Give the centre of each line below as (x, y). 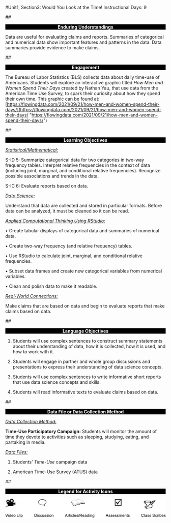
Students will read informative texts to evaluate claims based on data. (85, 392)
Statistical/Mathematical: (32, 150)
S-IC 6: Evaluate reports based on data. (47, 186)
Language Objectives (85, 331)
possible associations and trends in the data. (52, 176)
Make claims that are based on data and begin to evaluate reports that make (85, 306)
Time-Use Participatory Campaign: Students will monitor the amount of (81, 431)
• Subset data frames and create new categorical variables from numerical (84, 271)
